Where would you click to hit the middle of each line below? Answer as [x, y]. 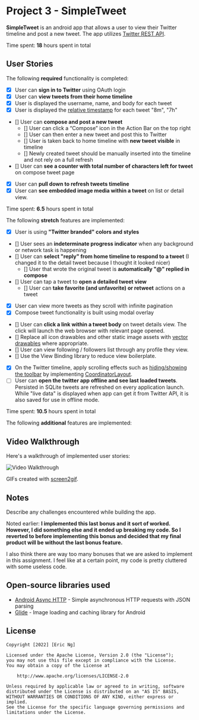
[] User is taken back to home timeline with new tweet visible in [102, 141]
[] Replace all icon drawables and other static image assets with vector [101, 337]
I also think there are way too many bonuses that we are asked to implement [99, 554]
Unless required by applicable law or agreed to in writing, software [95, 686]
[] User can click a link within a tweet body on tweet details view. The [101, 325]
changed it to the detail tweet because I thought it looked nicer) [92, 263]
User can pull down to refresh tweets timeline [72, 184]
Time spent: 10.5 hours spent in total [51, 411]
